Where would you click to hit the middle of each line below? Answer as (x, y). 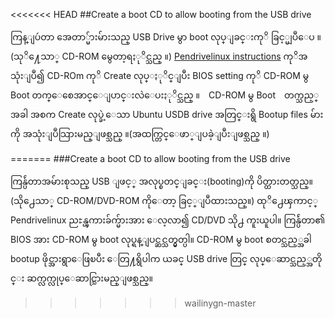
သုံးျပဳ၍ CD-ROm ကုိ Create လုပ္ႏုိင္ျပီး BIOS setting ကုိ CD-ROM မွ (160, 75)
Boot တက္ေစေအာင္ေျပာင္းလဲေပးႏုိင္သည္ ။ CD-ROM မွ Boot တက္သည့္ (165, 95)
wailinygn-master (220, 303)
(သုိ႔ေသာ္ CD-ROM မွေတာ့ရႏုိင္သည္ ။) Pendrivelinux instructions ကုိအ (159, 56)
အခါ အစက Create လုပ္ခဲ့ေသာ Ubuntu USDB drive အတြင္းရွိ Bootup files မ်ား (167, 114)
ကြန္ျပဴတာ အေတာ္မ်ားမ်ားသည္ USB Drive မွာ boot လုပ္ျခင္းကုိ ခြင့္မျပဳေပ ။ (166, 37)
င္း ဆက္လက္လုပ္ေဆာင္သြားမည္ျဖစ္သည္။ (82, 278)
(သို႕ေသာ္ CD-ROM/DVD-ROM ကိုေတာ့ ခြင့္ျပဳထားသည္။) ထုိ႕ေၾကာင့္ (164, 200)
